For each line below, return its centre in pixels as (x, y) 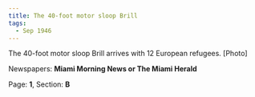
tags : (17, 23)
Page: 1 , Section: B (39, 84)
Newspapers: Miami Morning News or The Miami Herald (103, 69)
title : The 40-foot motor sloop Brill (73, 16)
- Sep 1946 (34, 30)
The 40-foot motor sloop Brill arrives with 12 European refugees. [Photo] (128, 54)
